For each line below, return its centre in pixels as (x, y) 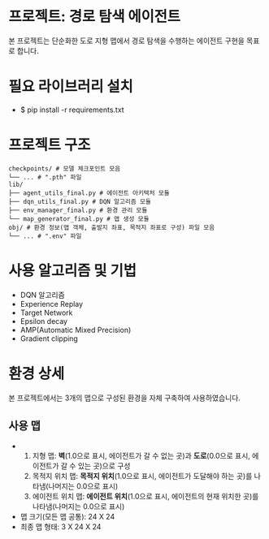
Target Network (46, 313)
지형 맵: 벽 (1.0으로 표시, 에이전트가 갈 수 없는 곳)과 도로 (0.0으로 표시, (141, 455)
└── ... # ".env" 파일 (45, 236)
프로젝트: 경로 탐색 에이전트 (95, 17)
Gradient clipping (49, 338)
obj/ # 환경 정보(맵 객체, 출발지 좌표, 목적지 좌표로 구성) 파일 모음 (112, 227)
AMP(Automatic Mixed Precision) (76, 330)
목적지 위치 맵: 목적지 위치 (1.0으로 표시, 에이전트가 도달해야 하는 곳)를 (142, 476)
